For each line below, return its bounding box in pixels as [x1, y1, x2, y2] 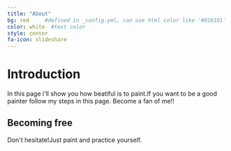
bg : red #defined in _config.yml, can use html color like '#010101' [7, 17, 227, 24]
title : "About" [7, 10, 52, 17]
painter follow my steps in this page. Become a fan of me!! [7, 97, 174, 106]
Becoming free [7, 117, 73, 129]
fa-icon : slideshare [7, 36, 68, 43]
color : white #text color [7, 23, 86, 30]
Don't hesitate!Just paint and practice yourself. [7, 136, 142, 144]
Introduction [7, 66, 81, 82]
